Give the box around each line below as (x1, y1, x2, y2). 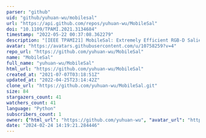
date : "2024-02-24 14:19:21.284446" (6, 123, 100, 129)
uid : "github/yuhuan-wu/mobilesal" (6, 15, 97, 21)
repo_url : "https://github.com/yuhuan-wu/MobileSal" (6, 49, 144, 55)
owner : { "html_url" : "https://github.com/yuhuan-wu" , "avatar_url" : (6, 117, 185, 123)
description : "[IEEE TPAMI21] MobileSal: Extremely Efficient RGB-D (6, 37, 185, 43)
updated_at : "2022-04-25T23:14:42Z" (6, 77, 100, 83)
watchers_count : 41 (6, 100, 56, 106)
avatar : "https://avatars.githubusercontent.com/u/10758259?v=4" (6, 43, 177, 49)
